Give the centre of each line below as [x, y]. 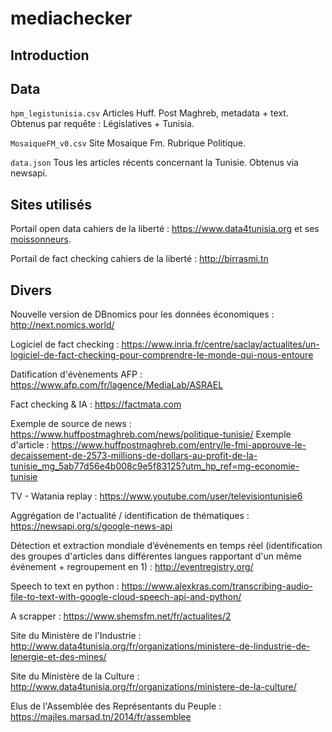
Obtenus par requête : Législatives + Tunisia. [102, 124]
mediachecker [71, 18]
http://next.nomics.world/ [62, 325]
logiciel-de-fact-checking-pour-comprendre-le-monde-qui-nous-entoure [162, 355]
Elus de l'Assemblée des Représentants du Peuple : [116, 706]
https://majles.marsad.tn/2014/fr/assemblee [101, 717]
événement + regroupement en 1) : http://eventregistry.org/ [132, 567]
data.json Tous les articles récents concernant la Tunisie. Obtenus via [154, 163]
